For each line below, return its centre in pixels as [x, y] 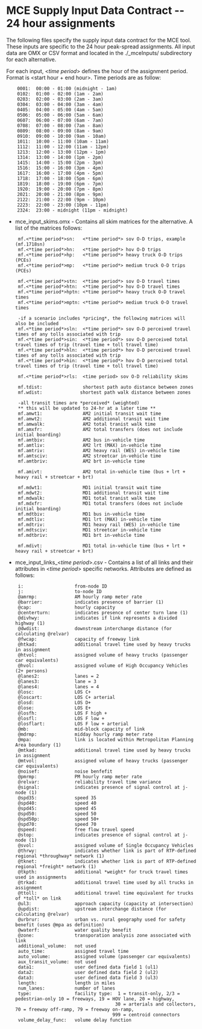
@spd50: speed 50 [57, 814]
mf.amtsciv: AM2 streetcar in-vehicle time [90, 456]
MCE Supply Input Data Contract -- [96, 11]
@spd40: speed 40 [57, 803]
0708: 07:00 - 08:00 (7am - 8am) [60, 125]
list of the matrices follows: [49, 228]
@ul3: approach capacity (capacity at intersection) [106, 904]
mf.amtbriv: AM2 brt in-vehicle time [81, 461]
